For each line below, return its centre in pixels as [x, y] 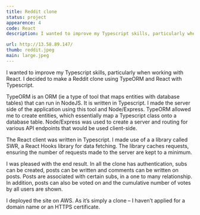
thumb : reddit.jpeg [30, 50]
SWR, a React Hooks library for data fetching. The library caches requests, [98, 146]
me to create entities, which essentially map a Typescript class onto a [91, 115]
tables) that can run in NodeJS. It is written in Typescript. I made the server [98, 103]
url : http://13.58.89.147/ [40, 45]
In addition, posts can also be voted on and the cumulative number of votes [99, 182]
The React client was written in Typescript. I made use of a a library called [97, 140]
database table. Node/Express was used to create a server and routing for [97, 122]
